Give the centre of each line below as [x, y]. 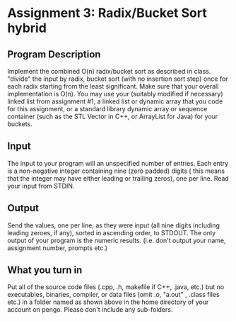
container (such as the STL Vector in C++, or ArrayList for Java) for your [113, 116]
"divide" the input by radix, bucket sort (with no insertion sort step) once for [118, 79]
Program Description [54, 54]
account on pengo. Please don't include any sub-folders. [90, 310]
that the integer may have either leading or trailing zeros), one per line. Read [118, 178]
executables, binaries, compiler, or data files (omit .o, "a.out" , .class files [114, 295]
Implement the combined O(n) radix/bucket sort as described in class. [109, 71]
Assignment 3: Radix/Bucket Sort [107, 13]
